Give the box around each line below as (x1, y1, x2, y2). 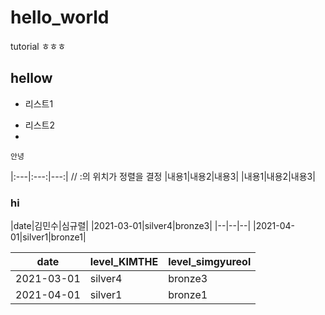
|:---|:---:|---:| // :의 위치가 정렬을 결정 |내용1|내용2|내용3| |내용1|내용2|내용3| (10, 170, 316, 182)
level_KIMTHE (89, 255, 159, 269)
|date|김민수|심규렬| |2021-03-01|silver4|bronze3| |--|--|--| (10, 220, 252, 232)
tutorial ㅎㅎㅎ (10, 40, 67, 52)
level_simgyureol (168, 255, 252, 269)
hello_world (10, 6, 110, 29)
